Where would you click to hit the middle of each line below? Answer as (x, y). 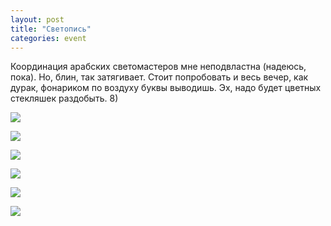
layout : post (37, 19)
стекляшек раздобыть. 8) (64, 98)
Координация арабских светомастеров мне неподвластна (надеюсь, (158, 67)
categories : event (48, 38)
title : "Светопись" (51, 29)
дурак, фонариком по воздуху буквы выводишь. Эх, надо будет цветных (166, 88)
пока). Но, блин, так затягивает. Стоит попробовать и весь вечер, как (159, 77)
